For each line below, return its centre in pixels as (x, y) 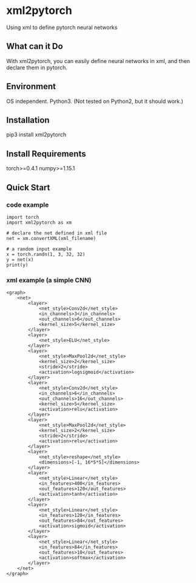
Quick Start (28, 188)
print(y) (17, 265)
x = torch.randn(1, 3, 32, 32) (46, 254)
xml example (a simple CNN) (49, 280)
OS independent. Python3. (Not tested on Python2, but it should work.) (95, 101)
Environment (31, 86)
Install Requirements (46, 154)
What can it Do (35, 46)
